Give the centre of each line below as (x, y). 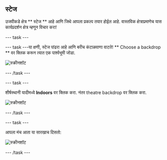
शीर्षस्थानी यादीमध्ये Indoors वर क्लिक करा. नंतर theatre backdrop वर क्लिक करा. (76, 92)
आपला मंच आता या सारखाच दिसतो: (33, 132)
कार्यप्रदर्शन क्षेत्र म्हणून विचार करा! (31, 27)
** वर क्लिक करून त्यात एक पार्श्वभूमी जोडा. (40, 52)
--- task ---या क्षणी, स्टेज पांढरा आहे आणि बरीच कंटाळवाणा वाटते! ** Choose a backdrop (83, 47)
